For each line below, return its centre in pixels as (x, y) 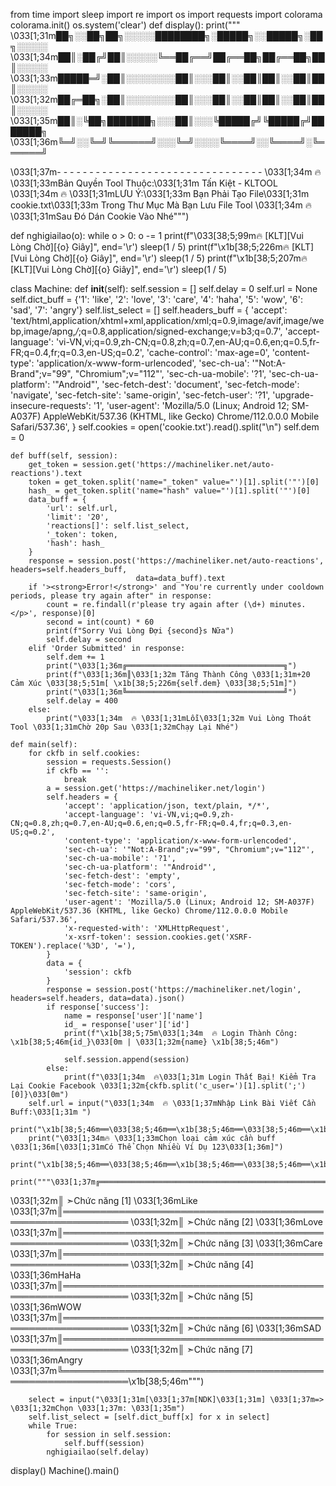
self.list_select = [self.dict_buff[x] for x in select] (149, 1417)
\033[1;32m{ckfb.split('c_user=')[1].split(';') (203, 1086)
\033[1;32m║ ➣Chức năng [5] (192, 1296)
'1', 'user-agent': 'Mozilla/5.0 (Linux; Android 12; (191, 405)
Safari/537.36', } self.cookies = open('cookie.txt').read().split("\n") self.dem (165, 427)
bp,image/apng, (43, 331)
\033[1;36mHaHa (46, 1275)
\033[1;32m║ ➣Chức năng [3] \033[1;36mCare (226, 1243)
